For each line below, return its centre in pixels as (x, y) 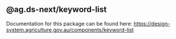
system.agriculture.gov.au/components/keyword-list (70, 30)
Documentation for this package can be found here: (69, 23)
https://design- (152, 23)
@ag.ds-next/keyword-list (56, 10)
